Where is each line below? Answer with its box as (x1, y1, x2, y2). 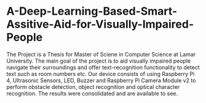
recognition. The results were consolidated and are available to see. (6, 90, 178, 97)
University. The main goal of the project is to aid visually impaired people (6, 57, 191, 64)
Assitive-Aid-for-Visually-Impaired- (6, 17, 194, 31)
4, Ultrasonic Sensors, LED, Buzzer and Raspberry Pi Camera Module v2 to (6, 77, 196, 84)
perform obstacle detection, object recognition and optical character (6, 83, 180, 90)
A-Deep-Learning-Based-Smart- (6, 4, 178, 18)
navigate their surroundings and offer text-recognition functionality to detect (6, 63, 200, 71)
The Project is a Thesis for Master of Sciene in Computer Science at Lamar (6, 50, 196, 58)
